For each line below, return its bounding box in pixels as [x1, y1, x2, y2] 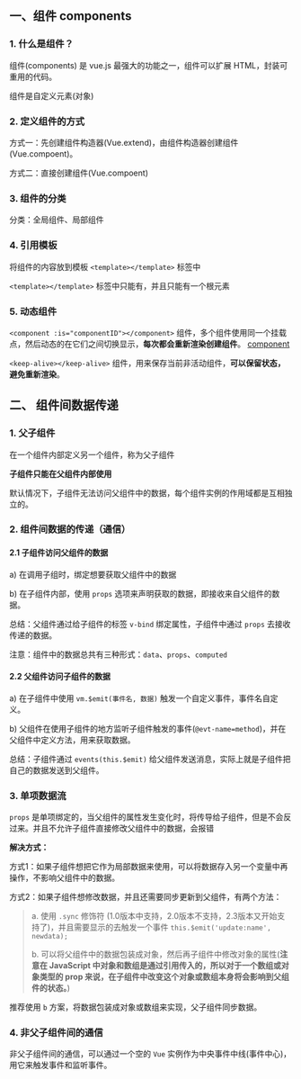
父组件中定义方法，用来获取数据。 [9, 734, 136, 745]
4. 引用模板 [9, 239, 58, 252]
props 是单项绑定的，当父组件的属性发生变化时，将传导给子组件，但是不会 [9, 812, 284, 823]
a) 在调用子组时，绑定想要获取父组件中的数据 [9, 569, 177, 580]
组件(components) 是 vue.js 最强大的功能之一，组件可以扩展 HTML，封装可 [9, 59, 288, 70]
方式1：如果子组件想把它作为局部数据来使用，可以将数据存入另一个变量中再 [9, 861, 288, 872]
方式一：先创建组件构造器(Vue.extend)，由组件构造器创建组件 [9, 137, 239, 148]
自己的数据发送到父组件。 [9, 764, 104, 776]
